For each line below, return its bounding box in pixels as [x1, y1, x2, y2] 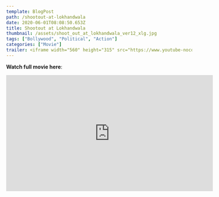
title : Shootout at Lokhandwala [6, 25, 86, 31]
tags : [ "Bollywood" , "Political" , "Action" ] [6, 36, 117, 42]
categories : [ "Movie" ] [6, 42, 62, 48]
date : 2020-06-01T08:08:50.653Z [6, 19, 86, 25]
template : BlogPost [6, 8, 54, 15]
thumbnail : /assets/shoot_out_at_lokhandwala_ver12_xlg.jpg [6, 31, 158, 37]
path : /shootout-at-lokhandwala [6, 14, 86, 20]
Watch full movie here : [6, 63, 63, 70]
